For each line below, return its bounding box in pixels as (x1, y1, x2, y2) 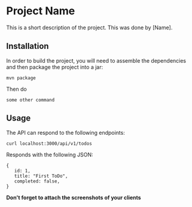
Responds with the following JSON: (6, 151, 94, 158)
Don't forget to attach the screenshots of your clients (6, 194, 142, 201)
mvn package (6, 75, 36, 81)
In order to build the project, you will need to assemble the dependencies (6, 57, 187, 64)
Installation (6, 41, 49, 51)
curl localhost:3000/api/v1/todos (6, 140, 93, 147)
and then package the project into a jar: (6, 63, 103, 70)
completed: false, (14, 178, 60, 184)
